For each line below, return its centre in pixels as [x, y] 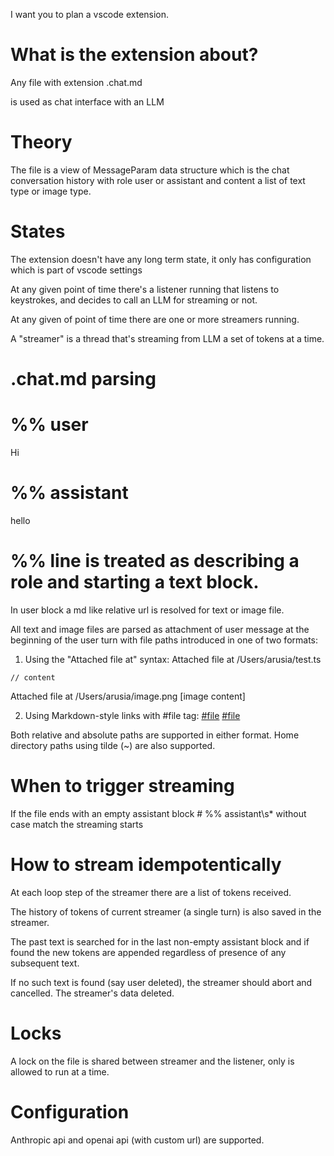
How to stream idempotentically [146, 864]
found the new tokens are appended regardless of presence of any [148, 952]
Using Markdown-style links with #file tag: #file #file [132, 715]
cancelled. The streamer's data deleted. [92, 993]
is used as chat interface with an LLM [87, 101]
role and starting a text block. [135, 582]
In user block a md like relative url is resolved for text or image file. [147, 610]
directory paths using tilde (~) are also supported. [113, 745]
